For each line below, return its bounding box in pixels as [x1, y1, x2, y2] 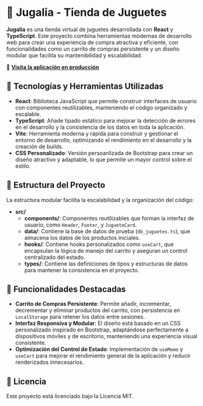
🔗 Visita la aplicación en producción [6, 63, 99, 71]
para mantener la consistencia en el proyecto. [24, 266, 140, 274]
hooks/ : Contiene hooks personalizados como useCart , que [24, 241, 174, 248]
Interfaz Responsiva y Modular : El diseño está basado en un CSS [15, 320, 181, 327]
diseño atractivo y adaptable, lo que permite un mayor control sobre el [15, 156, 192, 163]
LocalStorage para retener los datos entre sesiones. [15, 313, 145, 321]
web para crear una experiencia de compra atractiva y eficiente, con [6, 38, 179, 46]
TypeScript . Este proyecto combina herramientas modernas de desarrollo [6, 32, 192, 39]
